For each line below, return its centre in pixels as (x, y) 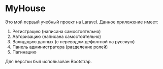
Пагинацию (24, 52)
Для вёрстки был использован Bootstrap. (49, 61)
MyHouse (25, 9)
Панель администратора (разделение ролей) (60, 47)
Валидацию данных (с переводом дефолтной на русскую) (73, 41)
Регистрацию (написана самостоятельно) (56, 31)
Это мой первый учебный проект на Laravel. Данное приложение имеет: (82, 22)
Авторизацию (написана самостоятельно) (57, 36)
